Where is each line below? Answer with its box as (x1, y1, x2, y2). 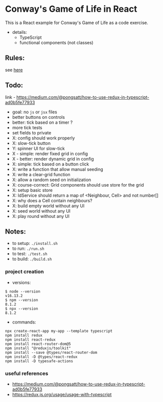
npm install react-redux (5, 337, 56, 342)
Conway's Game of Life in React (5, 3, 138, 15)
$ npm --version (5, 297, 38, 302)
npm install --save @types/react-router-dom (5, 350, 97, 355)
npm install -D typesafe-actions (5, 358, 73, 364)
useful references (5, 370, 48, 376)
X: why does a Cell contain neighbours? (12, 197, 93, 203)
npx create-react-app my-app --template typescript (5, 328, 113, 333)
